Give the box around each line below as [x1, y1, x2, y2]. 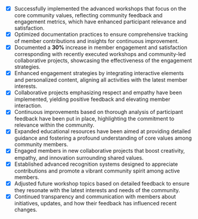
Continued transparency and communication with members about [14, 193, 177, 200]
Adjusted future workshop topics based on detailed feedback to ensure [14, 180, 190, 187]
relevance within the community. [14, 122, 95, 129]
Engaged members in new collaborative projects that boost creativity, [14, 147, 185, 155]
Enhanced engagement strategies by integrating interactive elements [14, 70, 184, 77]
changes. [14, 206, 38, 213]
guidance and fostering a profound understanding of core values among [14, 134, 192, 142]
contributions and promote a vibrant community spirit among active [14, 167, 180, 174]
